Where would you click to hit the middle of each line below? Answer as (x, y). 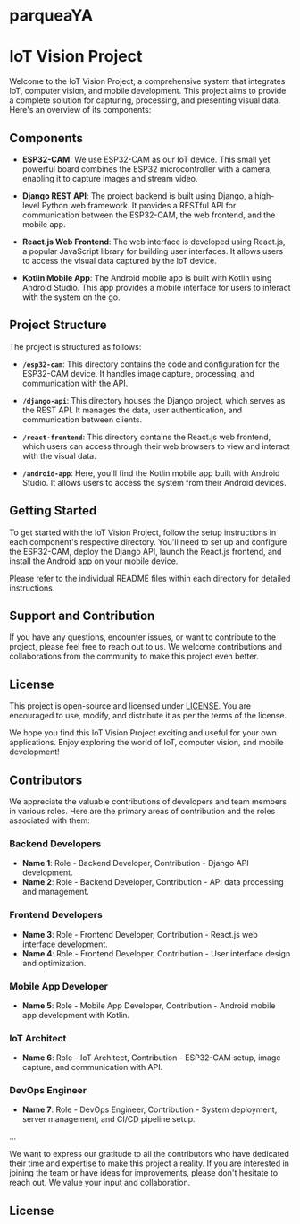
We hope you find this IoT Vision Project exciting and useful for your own (143, 733)
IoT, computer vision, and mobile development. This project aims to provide (148, 91)
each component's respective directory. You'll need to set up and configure (148, 541)
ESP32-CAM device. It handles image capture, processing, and (138, 373)
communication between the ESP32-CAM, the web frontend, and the (149, 215)
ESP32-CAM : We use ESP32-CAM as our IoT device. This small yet (146, 159)
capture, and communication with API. (92, 1067)
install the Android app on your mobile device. (94, 561)
